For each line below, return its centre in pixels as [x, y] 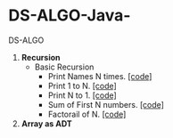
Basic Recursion [64, 67]
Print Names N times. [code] [100, 76]
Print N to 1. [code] [82, 95]
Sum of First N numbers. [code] [106, 104]
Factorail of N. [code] [87, 114]
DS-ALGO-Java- [70, 16]
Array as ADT [46, 123]
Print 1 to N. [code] [82, 85]
